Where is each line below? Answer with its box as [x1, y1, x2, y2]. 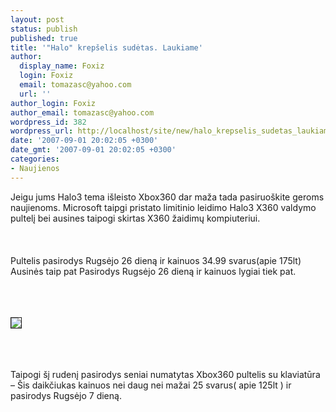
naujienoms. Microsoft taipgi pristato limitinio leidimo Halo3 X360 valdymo [10, 201, 317, 213]
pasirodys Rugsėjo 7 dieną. [10, 389, 122, 401]
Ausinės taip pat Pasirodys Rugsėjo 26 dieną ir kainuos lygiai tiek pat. [10, 265, 297, 277]
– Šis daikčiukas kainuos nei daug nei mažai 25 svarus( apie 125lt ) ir [10, 379, 292, 391]
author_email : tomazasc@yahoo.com [10, 107, 155, 118]
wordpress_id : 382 [10, 117, 87, 127]
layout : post [10, 14, 65, 25]
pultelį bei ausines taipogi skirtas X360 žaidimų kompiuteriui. [10, 212, 261, 224]
